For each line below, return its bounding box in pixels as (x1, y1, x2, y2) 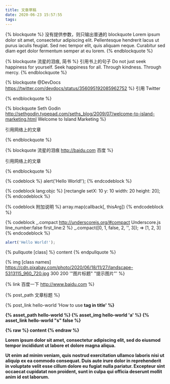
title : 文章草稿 (5, 7, 37, 13)
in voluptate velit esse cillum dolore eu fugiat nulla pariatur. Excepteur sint (5, 363, 165, 369)
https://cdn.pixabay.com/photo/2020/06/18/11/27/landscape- (5, 265, 133, 271)
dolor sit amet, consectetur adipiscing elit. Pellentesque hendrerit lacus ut (5, 37, 159, 43)
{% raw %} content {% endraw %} (5, 327, 80, 333)
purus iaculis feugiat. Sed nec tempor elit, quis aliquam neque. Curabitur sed (5, 43, 165, 49)
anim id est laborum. (5, 374, 50, 380)
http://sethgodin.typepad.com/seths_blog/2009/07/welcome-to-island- (5, 111, 155, 117)
